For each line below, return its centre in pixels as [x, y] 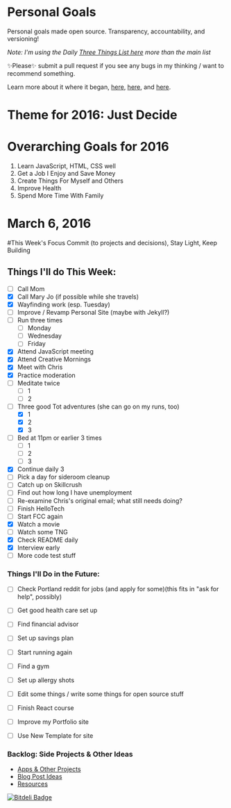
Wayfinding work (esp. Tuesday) [63, 304]
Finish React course [45, 708]
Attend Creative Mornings [54, 359]
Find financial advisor [48, 624]
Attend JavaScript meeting [55, 352]
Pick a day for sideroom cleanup [63, 477]
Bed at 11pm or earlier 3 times [59, 438]
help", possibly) [40, 597]
